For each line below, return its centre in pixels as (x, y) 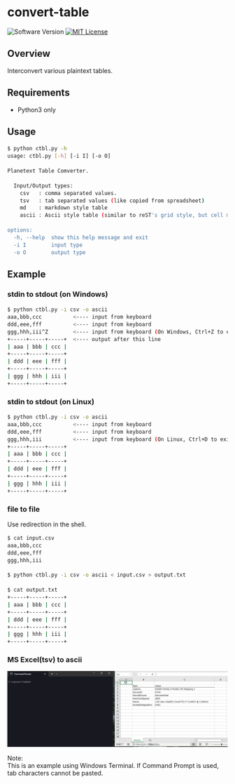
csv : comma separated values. (69, 193)
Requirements (38, 93)
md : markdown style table (64, 208)
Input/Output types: (43, 186)
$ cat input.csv (31, 538)
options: (20, 230)
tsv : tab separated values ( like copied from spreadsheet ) (112, 201)
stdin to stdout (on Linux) (51, 401)
